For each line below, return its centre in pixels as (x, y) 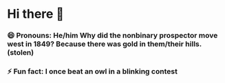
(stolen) (21, 53)
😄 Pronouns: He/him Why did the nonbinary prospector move (112, 36)
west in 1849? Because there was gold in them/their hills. (104, 44)
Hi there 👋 (35, 14)
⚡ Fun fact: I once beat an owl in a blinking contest (92, 71)
